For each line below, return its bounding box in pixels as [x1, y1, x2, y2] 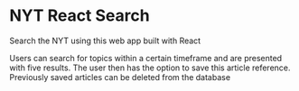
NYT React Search [9, 5, 151, 26]
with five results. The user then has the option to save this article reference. [9, 62, 291, 73]
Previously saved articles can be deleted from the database [9, 71, 231, 82]
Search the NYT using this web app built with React [9, 35, 201, 46]
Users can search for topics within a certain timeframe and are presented [9, 52, 283, 63]
